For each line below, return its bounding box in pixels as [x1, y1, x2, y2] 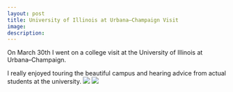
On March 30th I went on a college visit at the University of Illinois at [7, 48, 203, 57]
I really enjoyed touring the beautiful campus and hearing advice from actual [7, 69, 226, 77]
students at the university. [7, 77, 82, 86]
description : [7, 29, 45, 37]
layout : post [7, 10, 45, 17]
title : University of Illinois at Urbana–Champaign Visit [7, 17, 179, 24]
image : [7, 23, 26, 30]
